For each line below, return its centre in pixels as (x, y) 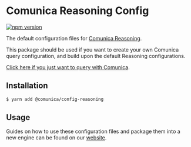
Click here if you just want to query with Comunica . (68, 67)
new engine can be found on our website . (56, 138)
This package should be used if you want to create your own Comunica (93, 49)
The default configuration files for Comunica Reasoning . (74, 38)
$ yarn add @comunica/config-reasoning (55, 99)
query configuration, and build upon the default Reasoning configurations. (96, 56)
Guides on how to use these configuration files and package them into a (93, 131)
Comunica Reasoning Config (78, 11)
